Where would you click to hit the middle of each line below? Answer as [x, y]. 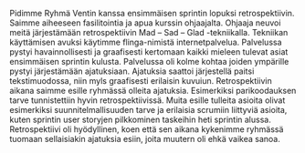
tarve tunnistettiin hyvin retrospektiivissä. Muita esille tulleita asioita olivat [147, 100]
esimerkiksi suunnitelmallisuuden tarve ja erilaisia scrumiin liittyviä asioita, [148, 110]
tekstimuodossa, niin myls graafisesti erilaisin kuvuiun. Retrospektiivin [141, 81]
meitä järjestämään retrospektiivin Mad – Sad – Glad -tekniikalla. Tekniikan [149, 32]
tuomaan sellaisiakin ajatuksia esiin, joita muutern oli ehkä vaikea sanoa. [145, 139]
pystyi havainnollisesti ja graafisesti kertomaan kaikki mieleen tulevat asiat [149, 52]
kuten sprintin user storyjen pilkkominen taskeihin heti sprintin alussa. [140, 119]
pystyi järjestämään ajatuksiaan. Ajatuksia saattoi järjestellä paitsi [132, 71]
